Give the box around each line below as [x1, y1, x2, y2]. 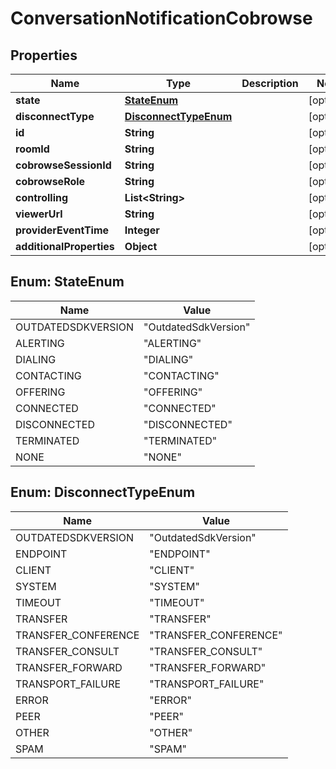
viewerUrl [15, 207, 63, 221]
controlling [15, 191, 69, 204]
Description [241, 77, 299, 90]
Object [124, 240, 158, 253]
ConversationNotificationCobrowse [10, 7, 313, 30]
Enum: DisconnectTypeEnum [10, 484, 196, 501]
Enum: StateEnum [10, 273, 125, 291]
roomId [15, 142, 50, 156]
